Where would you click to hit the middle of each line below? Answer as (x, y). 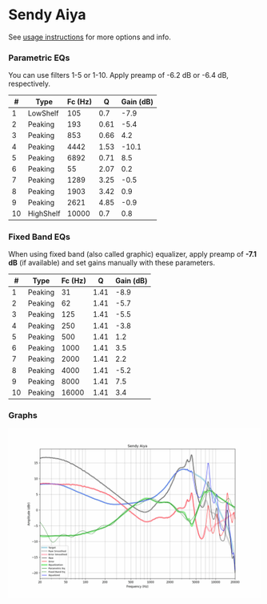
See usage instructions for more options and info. (90, 37)
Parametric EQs (39, 58)
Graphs (23, 416)
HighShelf (44, 213)
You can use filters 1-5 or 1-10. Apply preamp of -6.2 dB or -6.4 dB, (119, 75)
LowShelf (43, 113)
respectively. (29, 84)
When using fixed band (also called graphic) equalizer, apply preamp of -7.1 (133, 254)
